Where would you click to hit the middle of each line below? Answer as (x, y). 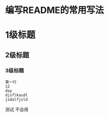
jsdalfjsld (16, 100)
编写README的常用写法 (54, 10)
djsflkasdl (16, 95)
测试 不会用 (17, 109)
